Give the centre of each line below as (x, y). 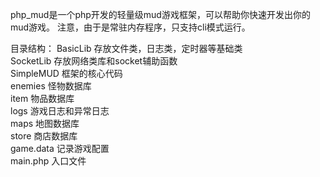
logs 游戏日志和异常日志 (60, 111)
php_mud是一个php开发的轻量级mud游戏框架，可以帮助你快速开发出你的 (160, 14)
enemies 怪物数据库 (51, 86)
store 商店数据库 (44, 136)
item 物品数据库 (42, 98)
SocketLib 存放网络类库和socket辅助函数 (94, 61)
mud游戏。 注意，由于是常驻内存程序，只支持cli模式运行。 (130, 27)
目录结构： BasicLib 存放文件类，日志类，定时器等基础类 (126, 48)
